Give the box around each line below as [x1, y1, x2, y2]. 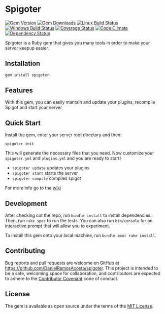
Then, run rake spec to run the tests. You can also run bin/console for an [5, 218, 153, 224]
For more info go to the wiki [5, 185, 61, 191]
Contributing [5, 247, 45, 255]
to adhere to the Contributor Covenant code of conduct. [5, 275, 119, 281]
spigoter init [5, 142, 34, 147]
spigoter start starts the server [12, 170, 78, 176]
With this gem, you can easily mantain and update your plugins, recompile [5, 99, 155, 105]
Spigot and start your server [5, 105, 63, 111]
